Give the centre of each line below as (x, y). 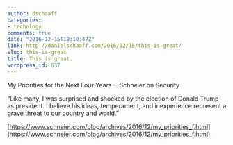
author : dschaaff (32, 14)
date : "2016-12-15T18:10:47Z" (51, 40)
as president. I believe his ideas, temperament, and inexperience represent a (117, 105)
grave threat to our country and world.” (63, 113)
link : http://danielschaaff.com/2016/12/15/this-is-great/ (95, 46)
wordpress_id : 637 (34, 65)
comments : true (29, 33)
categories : (24, 20)
